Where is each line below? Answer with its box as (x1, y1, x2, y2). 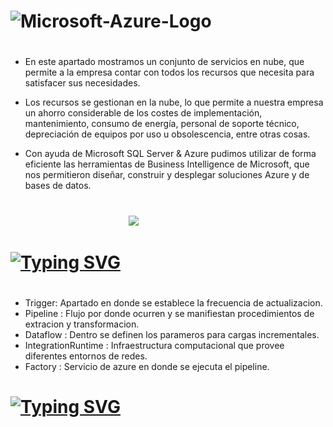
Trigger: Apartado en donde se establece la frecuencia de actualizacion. (24, 296, 323, 309)
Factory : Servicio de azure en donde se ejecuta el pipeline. (24, 360, 270, 372)
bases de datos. (24, 180, 92, 192)
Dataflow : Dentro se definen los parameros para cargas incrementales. (24, 328, 320, 340)
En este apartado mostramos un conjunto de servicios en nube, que (24, 56, 305, 68)
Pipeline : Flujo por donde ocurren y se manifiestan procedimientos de (24, 307, 315, 319)
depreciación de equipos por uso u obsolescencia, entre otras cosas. (24, 128, 311, 140)
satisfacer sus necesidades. (24, 77, 141, 89)
